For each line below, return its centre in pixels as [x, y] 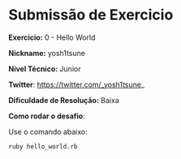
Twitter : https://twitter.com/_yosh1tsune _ [76, 84]
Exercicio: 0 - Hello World [52, 37]
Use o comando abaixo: [48, 131]
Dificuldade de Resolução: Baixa [64, 100]
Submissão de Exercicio [91, 15]
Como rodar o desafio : [47, 116]
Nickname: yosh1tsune [47, 53]
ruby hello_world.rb [43, 146]
